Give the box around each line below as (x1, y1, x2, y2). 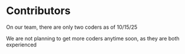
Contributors (6, 4, 71, 18)
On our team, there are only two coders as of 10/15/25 (6, 23, 138, 31)
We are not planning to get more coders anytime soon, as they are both (6, 35, 180, 42)
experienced (6, 41, 37, 48)
